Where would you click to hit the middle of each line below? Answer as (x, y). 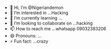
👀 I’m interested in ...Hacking (39, 13)
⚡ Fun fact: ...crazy (29, 41)
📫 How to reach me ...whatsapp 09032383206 (58, 29)
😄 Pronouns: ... (26, 36)
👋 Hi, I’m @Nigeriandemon (37, 8)
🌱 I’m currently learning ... (36, 18)
